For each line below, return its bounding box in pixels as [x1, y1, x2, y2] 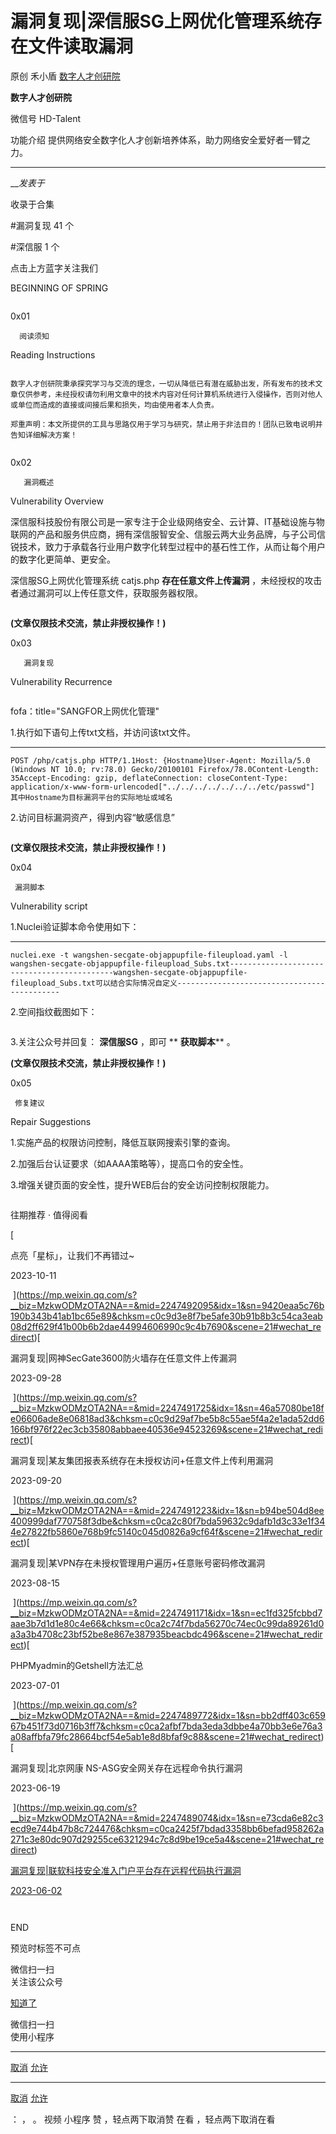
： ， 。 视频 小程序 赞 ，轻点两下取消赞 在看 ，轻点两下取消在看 [10, 2113, 276, 2125]
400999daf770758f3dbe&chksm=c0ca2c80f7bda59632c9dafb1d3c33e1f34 [10, 1515, 326, 1527]
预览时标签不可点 [10, 1942, 81, 1954]
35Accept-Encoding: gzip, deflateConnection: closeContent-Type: [10, 773, 288, 783]
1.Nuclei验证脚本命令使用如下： [10, 920, 140, 932]
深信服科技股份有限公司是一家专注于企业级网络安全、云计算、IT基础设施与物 [10, 515, 325, 527]
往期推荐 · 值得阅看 [10, 1208, 88, 1221]
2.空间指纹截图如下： [10, 1005, 98, 1017]
